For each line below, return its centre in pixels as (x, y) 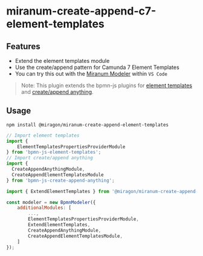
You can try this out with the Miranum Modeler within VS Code (91, 74)
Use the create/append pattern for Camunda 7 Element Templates (97, 67)
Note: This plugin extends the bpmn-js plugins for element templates (106, 85)
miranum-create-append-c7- (81, 11)
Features (23, 46)
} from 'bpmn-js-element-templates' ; (54, 153)
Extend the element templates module (62, 61)
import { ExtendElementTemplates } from (58, 191)
